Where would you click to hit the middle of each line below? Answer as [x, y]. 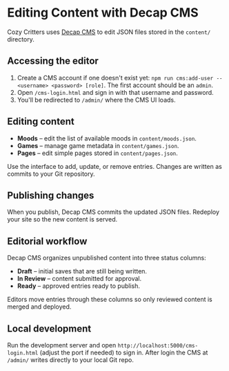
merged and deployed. [39, 307]
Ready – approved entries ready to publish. [78, 286]
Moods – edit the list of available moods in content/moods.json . [107, 138]
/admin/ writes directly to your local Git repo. [71, 360]
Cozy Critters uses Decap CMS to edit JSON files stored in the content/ [109, 32]
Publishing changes [51, 195]
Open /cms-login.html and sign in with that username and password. [115, 92]
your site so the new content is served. [62, 219]
